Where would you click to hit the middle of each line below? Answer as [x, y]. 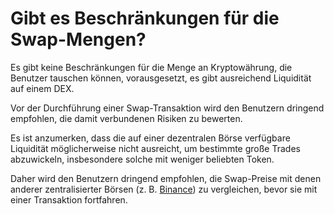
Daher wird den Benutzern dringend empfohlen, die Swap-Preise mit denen [166, 178]
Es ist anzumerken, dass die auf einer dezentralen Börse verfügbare [150, 138]
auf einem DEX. [42, 88]
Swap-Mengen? [78, 39]
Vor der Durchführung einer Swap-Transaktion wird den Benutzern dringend [167, 108]
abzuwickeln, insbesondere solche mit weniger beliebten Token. [142, 159]
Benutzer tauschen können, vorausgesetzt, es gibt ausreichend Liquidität [161, 78]
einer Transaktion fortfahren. [69, 199]
